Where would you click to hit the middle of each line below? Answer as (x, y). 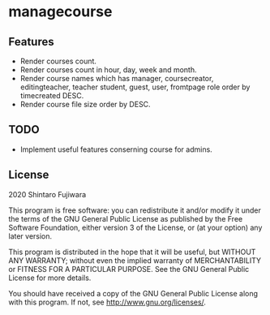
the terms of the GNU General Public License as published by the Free (126, 218)
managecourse (60, 12)
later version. (30, 236)
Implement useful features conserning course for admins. (116, 149)
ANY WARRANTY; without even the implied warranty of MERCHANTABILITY (135, 260)
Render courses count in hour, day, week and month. (108, 70)
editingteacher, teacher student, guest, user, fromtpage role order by (135, 87)
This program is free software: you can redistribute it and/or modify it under (135, 210)
